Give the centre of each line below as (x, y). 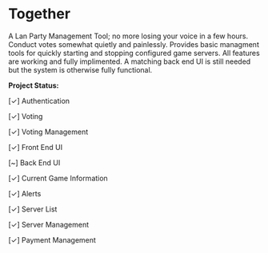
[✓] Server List (33, 209)
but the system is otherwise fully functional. (80, 69)
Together (39, 14)
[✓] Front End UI (35, 147)
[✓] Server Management (49, 224)
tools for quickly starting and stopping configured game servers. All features (134, 53)
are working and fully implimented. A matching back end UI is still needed (130, 61)
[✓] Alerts (25, 193)
